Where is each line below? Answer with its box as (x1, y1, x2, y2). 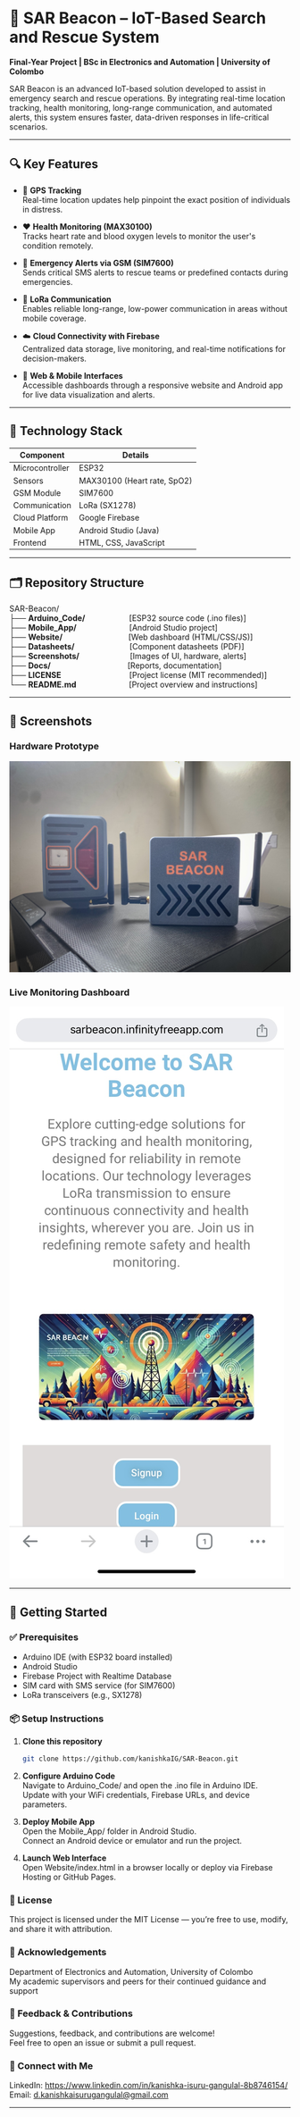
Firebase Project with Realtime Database (21, 1670, 172, 1681)
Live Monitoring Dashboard (9, 986, 130, 999)
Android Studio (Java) (79, 524, 160, 535)
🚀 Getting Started (9, 1604, 108, 1619)
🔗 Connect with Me (9, 2059, 94, 2071)
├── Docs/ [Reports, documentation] (9, 660, 222, 671)
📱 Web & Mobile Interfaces (21, 370, 123, 381)
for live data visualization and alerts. (21, 389, 155, 400)
